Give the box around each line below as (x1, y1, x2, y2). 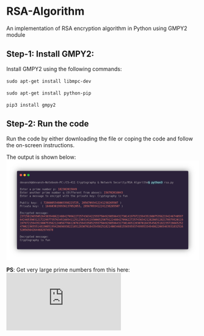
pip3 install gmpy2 (6, 102, 56, 108)
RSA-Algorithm (6, 4, 85, 18)
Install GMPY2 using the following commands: (6, 65, 122, 72)
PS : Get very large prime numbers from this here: (6, 265, 130, 273)
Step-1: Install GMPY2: (6, 49, 95, 59)
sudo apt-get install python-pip (6, 90, 92, 96)
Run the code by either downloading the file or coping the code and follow (6, 135, 194, 142)
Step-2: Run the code (6, 118, 89, 129)
